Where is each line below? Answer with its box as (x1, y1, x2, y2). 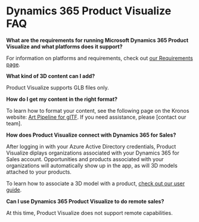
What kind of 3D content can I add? (6, 72, 95, 79)
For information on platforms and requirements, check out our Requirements (6, 54, 194, 61)
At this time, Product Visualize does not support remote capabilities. (6, 209, 173, 216)
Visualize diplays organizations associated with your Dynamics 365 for (6, 149, 180, 156)
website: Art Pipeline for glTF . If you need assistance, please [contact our (6, 113, 186, 121)
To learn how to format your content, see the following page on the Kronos (6, 107, 189, 114)
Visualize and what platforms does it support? (6, 43, 123, 50)
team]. (6, 119, 23, 127)
